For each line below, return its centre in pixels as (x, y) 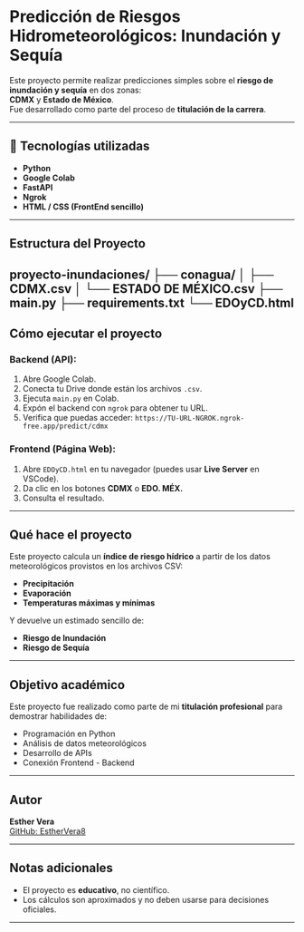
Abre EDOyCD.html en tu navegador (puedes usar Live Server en (141, 469)
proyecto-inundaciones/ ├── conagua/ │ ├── (142, 274)
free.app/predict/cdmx (65, 427)
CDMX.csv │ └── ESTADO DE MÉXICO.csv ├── (146, 289)
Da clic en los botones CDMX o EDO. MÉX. (103, 488)
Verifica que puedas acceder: (77, 418)
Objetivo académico (67, 685)
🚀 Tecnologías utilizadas (80, 146)
